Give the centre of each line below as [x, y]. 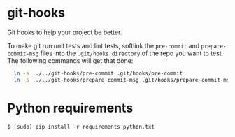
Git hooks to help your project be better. [65, 32]
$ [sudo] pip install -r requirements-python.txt [81, 127]
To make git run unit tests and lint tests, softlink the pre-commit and [104, 45]
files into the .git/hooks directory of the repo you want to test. [132, 53]
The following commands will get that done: [70, 60]
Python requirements [70, 108]
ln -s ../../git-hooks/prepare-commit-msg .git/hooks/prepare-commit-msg [123, 80]
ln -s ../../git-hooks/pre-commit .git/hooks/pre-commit [98, 73]
